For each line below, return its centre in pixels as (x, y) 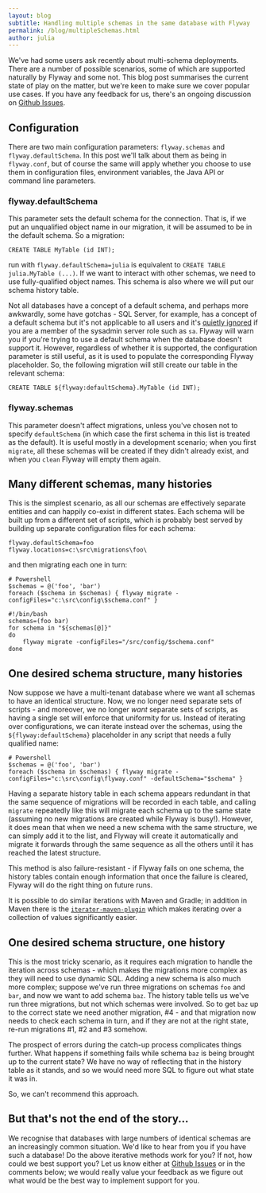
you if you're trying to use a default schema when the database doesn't (125, 340)
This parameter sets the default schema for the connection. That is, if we (127, 219)
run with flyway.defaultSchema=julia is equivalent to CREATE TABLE (117, 265)
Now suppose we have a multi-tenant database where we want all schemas (132, 692)
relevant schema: (37, 373)
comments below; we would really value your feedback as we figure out (126, 1172)
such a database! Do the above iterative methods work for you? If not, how (130, 1155)
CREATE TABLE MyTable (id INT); (62, 250)
